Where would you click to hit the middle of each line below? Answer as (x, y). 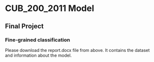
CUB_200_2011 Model (50, 8)
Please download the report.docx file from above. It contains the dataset (77, 50)
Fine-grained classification (38, 40)
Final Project (24, 26)
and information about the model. (38, 55)
